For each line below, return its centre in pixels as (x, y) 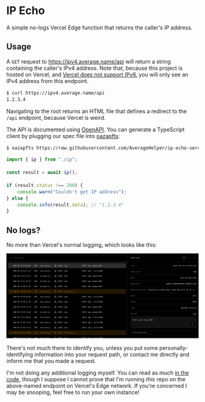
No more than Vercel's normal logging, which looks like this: (82, 245)
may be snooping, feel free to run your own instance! (73, 392)
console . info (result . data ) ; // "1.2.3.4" (70, 205)
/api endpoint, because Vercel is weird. (56, 117)
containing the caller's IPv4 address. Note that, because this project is (95, 68)
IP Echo (26, 11)
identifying (20, 354)
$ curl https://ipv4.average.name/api (56, 93)
